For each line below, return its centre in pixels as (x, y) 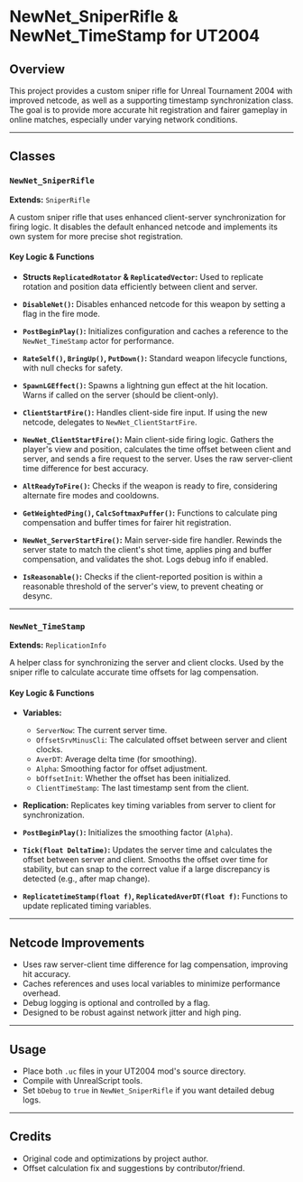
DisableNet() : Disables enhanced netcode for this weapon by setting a (154, 303)
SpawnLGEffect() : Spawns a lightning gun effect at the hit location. (145, 385)
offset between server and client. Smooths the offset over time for (145, 860)
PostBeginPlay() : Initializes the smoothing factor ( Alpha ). (128, 833)
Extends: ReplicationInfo (58, 645)
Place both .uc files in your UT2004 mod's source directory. (134, 1071)
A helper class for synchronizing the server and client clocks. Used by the (147, 663)
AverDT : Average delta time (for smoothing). (116, 759)
